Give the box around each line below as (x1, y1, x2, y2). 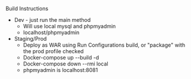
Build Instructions (5, 5, 49, 12)
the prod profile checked (23, 48, 84, 55)
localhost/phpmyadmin (23, 29, 80, 36)
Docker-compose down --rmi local (23, 60, 108, 67)
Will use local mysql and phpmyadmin (23, 23, 116, 29)
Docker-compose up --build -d (23, 54, 99, 61)
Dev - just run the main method (14, 17, 91, 23)
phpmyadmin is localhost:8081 (23, 67, 98, 73)
